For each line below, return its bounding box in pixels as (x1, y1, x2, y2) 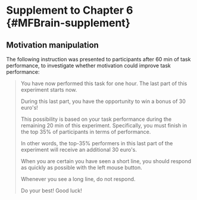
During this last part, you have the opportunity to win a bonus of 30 (20, 98, 186, 105)
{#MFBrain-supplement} (6, 16, 131, 30)
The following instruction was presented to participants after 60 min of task (6, 56, 191, 62)
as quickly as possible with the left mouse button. (20, 164, 142, 171)
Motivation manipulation (6, 40, 99, 50)
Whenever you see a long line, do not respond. (20, 176, 136, 182)
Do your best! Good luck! (20, 187, 82, 194)
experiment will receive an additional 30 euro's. (20, 146, 137, 153)
